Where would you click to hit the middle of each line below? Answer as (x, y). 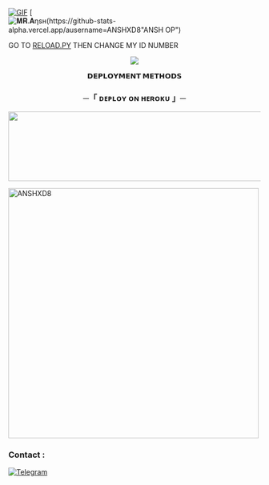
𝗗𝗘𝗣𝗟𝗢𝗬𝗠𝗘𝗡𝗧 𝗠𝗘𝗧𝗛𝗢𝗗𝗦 (134, 76)
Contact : (27, 455)
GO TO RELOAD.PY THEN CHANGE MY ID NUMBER (93, 45)
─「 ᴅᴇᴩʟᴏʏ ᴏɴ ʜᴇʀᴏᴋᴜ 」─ (134, 98)
